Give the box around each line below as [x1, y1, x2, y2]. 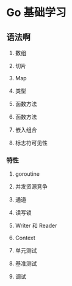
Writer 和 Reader [15, 222, 57, 230]
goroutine [15, 170, 40, 178]
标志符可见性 [15, 139, 48, 146]
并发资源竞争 [15, 183, 48, 190]
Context [15, 234, 35, 242]
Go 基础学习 [6, 6, 67, 20]
